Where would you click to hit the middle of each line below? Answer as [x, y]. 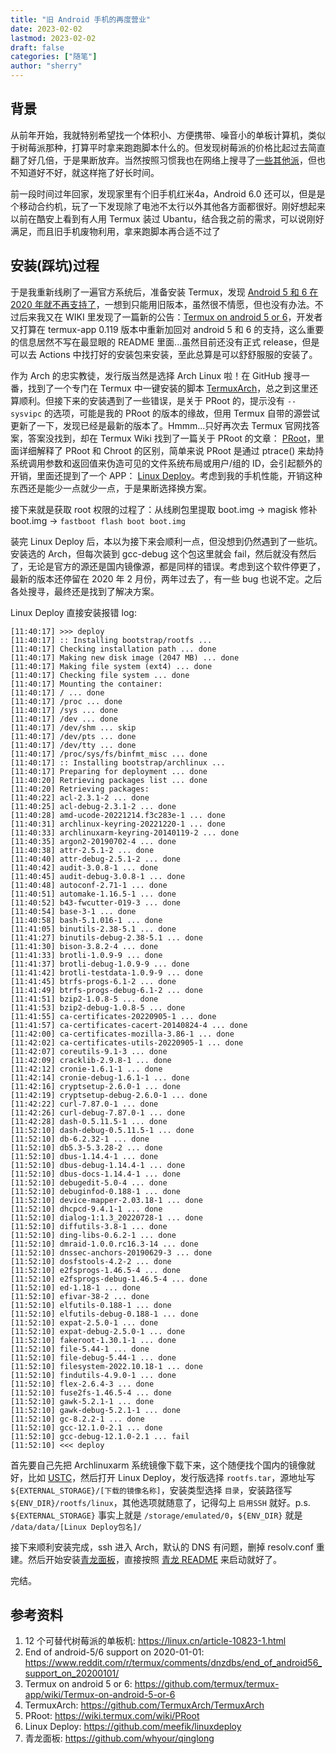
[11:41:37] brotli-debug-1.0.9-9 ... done [100, 964]
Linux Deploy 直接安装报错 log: [73, 612]
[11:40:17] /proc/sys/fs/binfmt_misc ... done [109, 754]
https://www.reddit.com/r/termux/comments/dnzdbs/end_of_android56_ [173, 1663]
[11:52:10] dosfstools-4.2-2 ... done [91, 1261]
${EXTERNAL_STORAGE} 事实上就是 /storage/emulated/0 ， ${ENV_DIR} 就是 [156, 1515]
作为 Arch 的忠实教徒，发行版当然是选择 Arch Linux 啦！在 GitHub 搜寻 [156, 375]
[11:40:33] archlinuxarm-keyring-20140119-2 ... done [125, 832]
